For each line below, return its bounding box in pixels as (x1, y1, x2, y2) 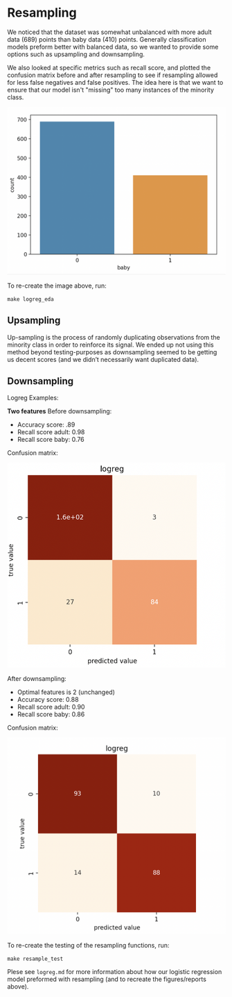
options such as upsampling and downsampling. (7, 50, 145, 58)
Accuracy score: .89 (17, 420, 75, 429)
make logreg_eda (7, 295, 54, 303)
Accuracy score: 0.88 (17, 695, 79, 703)
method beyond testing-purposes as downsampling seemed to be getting (7, 347, 217, 356)
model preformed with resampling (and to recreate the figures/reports (7, 975, 206, 984)
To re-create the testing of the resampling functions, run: (7, 941, 170, 950)
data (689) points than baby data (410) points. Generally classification (7, 35, 206, 43)
